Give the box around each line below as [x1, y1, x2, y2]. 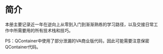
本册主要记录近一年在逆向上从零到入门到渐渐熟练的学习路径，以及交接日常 [5, 21, 154, 27]
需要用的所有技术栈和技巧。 [17, 27, 73, 33]
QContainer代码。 [5, 44, 41, 50]
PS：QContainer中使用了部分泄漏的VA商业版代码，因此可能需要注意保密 [5, 37, 149, 44]
